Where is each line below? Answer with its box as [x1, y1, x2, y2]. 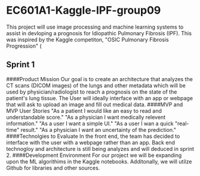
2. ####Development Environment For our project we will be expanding [6, 152, 182, 159]
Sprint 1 [6, 60, 35, 70]
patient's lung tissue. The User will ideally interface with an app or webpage [6, 94, 193, 101]
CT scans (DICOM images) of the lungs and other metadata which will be [6, 82, 186, 89]
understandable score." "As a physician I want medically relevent [6, 113, 166, 121]
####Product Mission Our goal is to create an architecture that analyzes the [6, 75, 193, 82]
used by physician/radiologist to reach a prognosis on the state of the [6, 88, 177, 95]
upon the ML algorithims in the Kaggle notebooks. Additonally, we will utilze [6, 158, 192, 165]
